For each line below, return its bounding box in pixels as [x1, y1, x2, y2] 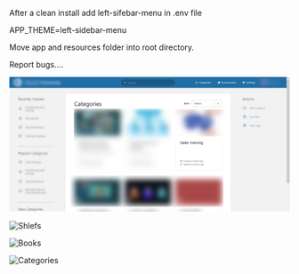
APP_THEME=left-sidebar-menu [9, 25, 127, 35]
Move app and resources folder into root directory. [9, 42, 194, 52]
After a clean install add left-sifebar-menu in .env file [9, 8, 203, 18]
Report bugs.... [9, 60, 64, 69]
